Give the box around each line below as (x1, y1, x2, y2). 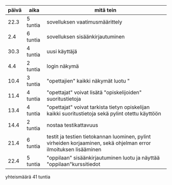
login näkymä (47, 63, 79, 70)
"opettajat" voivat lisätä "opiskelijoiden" (47, 89, 142, 96)
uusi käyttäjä (47, 48, 77, 55)
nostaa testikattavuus (47, 121, 98, 129)
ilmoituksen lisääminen (47, 146, 101, 153)
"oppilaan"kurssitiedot (47, 161, 101, 168)
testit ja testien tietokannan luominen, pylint (47, 133, 151, 140)
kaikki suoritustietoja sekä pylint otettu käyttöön (47, 110, 161, 117)
